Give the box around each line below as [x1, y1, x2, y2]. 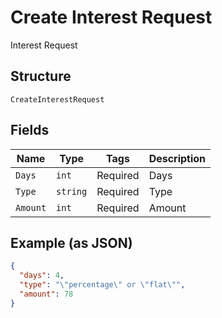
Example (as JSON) [10, 234, 133, 251]
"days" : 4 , [19, 271, 65, 281]
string [56, 186, 88, 197]
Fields [10, 122, 50, 139]
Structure [10, 68, 72, 85]
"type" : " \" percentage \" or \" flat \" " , [19, 280, 186, 290]
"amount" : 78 [19, 289, 74, 299]
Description [148, 151, 207, 165]
